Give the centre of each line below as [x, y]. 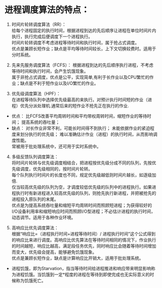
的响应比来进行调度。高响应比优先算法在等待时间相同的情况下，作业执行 [84, 240]
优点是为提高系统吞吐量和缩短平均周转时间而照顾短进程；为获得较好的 [82, 205]
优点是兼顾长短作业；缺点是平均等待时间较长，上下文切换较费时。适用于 [84, 49]
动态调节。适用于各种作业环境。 [43, 217]
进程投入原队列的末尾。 [35, 199]
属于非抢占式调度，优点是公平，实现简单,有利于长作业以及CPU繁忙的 [81, 77]
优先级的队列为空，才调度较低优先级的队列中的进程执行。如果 [90, 187]
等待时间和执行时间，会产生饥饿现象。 [50, 71]
